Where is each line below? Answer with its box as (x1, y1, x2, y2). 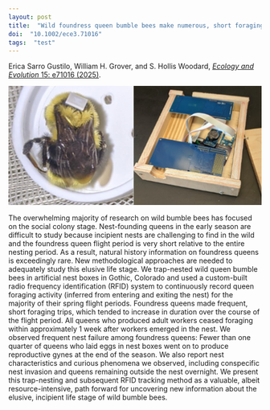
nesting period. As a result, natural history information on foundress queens (8, 247, 260, 256)
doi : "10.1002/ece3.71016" (8, 30, 103, 38)
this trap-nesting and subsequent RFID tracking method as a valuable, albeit (8, 375, 260, 385)
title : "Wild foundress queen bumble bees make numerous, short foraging (8, 21, 264, 30)
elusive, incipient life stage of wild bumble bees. (8, 392, 168, 402)
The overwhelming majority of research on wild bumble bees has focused (8, 213, 253, 223)
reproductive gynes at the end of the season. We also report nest (8, 350, 224, 359)
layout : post (8, 13, 52, 21)
